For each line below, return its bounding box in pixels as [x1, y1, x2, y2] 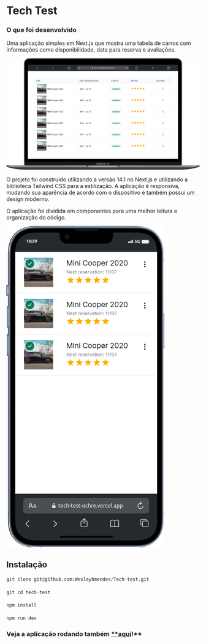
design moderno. [6, 195, 50, 203]
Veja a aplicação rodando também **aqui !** [6, 630, 142, 638]
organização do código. [6, 214, 66, 221]
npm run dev [6, 615, 37, 621]
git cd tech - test [6, 589, 51, 595]
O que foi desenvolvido [6, 26, 77, 34]
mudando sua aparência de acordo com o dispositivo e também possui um [6, 189, 195, 197]
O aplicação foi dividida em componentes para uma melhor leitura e [6, 207, 178, 215]
